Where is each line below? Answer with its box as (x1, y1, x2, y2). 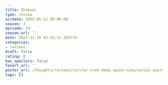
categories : (5, 40, 30, 45)
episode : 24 (5, 26, 30, 31)
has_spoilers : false (5, 58, 48, 63)
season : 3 (5, 21, 26, 26)
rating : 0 (5, 53, 26, 59)
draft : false (5, 49, 32, 54)
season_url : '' (5, 30, 37, 35)
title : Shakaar (5, 7, 37, 12)
